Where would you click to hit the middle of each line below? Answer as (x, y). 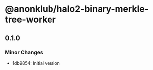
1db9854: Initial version (36, 63)
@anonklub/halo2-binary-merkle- (77, 9)
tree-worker (30, 20)
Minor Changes (24, 52)
